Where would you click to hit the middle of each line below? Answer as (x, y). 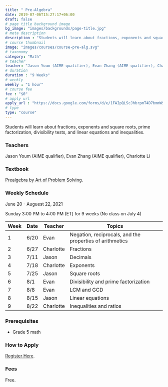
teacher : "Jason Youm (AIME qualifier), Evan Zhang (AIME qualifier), (80, 66)
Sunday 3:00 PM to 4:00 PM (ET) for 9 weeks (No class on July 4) (73, 213)
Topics (115, 226)
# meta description (25, 33)
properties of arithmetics (99, 240)
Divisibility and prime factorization (110, 282)
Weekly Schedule (27, 193)
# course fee (19, 89)
